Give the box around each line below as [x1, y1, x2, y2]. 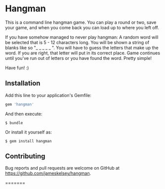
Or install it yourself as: [5, 129, 52, 135]
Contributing [5, 152, 45, 161]
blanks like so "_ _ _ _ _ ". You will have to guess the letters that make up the [5, 45, 159, 50]
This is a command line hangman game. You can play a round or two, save [5, 19, 157, 25]
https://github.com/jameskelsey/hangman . [5, 170, 91, 176]
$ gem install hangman [5, 139, 52, 143]
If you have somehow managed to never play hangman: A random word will [5, 34, 159, 40]
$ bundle [5, 120, 23, 125]
